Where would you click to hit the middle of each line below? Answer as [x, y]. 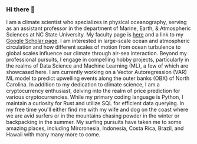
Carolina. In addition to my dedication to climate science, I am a [83, 85]
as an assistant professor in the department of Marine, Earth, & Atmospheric [99, 28]
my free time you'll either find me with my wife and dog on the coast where [97, 110]
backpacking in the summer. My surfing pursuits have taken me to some [94, 122]
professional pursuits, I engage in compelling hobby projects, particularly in [98, 60]
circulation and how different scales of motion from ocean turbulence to [93, 47]
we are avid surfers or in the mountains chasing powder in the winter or [93, 116]
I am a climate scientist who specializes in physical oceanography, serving [96, 22]
